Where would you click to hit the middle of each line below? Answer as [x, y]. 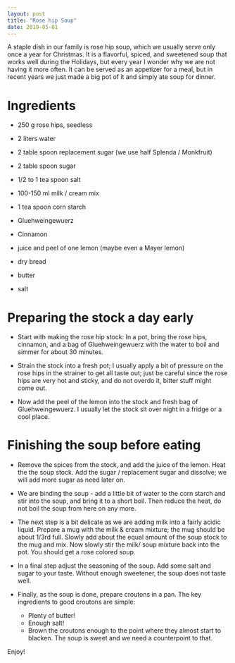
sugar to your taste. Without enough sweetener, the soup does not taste [122, 573]
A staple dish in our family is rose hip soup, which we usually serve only [112, 47]
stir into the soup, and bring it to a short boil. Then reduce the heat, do [119, 501]
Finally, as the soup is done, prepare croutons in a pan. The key [109, 595]
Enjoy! [17, 652]
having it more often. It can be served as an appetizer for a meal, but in [110, 69]
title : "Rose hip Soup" [42, 20]
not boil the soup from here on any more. [77, 509]
